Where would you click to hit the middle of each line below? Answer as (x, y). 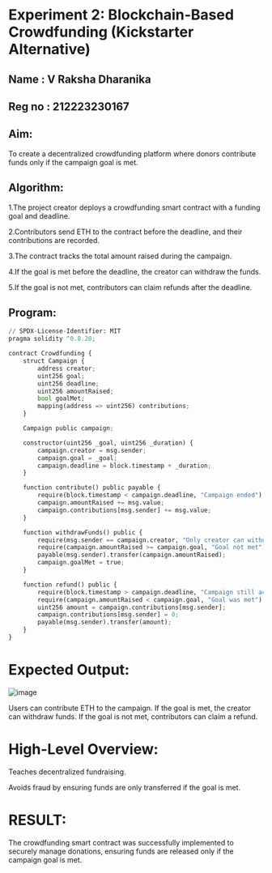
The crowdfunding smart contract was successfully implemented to (121, 842)
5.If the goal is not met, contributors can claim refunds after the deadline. (130, 287)
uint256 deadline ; (68, 383)
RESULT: (38, 820)
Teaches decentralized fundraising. (68, 772)
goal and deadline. (39, 215)
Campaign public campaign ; (68, 428)
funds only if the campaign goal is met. (74, 162)
